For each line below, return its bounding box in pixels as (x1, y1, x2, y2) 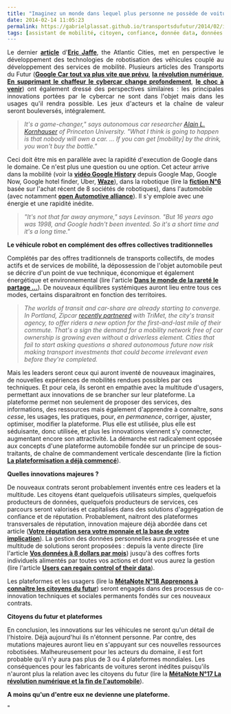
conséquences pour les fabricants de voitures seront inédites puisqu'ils (7, 662, 210, 671)
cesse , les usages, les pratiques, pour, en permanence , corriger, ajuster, (7, 413, 212, 421)
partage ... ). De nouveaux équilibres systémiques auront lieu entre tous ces (7, 283, 221, 292)
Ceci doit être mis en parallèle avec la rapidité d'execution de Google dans (7, 156, 218, 164)
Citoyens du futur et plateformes (7, 613, 103, 621)
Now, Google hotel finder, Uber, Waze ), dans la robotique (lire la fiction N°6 (7, 177, 221, 186)
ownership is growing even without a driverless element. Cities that (23, 334, 215, 342)
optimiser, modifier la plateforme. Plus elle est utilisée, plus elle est (7, 420, 196, 428)
